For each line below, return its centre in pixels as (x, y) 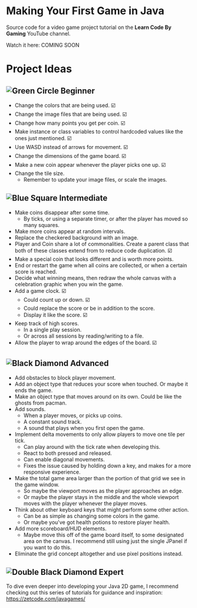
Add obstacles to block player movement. (65, 377)
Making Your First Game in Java (85, 11)
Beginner (78, 91)
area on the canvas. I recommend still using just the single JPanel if (105, 541)
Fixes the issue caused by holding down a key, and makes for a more (107, 465)
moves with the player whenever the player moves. (85, 503)
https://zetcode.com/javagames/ (46, 599)
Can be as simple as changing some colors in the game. (91, 516)
